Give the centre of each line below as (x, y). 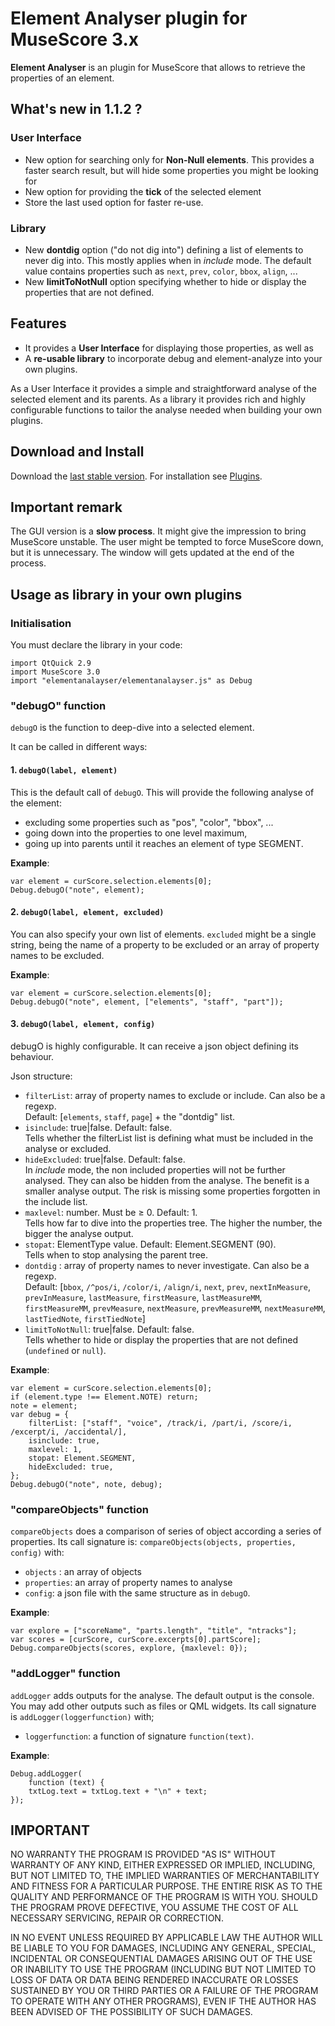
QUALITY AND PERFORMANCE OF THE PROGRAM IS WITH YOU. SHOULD (164, 1897)
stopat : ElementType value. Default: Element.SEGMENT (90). (150, 1244)
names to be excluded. (57, 955)
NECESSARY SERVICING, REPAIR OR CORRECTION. (117, 1918)
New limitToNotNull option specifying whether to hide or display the (165, 281)
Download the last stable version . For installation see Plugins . (136, 476)
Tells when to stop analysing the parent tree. (116, 1254)
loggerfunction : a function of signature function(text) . (139, 1736)
